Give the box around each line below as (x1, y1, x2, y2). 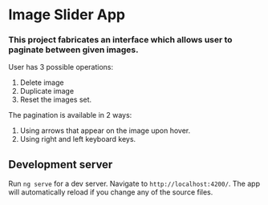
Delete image (19, 78, 64, 87)
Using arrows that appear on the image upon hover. (19, 126, 191, 135)
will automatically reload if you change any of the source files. (8, 187, 213, 197)
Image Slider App (8, 6, 126, 24)
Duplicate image (19, 86, 75, 96)
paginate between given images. (8, 44, 139, 55)
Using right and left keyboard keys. (19, 135, 136, 144)
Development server (8, 158, 113, 171)
